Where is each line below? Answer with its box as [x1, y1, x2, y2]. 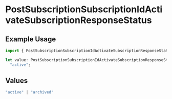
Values [5, 77, 28, 85]
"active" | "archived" [5, 90, 54, 95]
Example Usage [5, 35, 56, 43]
